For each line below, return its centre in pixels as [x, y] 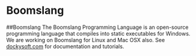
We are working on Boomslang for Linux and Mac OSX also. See [86, 40]
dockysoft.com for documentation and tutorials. [65, 46]
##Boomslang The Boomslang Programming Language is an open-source [97, 27]
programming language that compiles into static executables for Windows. [98, 33]
